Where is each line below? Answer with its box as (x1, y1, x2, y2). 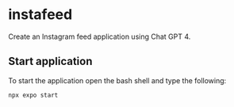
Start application (8, 55, 93, 68)
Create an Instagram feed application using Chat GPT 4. (8, 32, 191, 41)
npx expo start (8, 91, 59, 99)
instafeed (8, 6, 73, 24)
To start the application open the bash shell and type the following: (8, 75, 227, 85)
